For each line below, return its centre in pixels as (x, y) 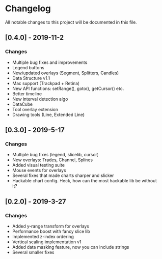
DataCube (22, 104)
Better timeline (27, 93)
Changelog (28, 9)
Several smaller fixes (33, 252)
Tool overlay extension (35, 109)
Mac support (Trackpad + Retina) (46, 83)
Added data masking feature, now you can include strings (70, 247)
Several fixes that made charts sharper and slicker (63, 175)
